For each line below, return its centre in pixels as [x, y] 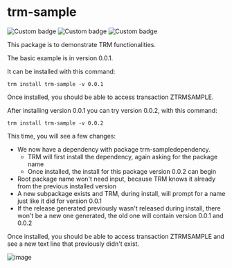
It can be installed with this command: [61, 71]
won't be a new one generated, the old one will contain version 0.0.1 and [120, 215]
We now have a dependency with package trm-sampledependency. [114, 149]
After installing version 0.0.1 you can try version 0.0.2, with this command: [112, 110]
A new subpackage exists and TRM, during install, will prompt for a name [121, 193]
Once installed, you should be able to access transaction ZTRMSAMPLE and [116, 236]
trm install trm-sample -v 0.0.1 [55, 84]
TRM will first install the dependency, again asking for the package [123, 157]
